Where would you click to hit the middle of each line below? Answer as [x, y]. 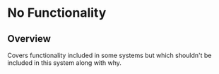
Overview [29, 39]
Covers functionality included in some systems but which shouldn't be [109, 55]
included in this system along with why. [65, 63]
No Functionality [57, 13]
